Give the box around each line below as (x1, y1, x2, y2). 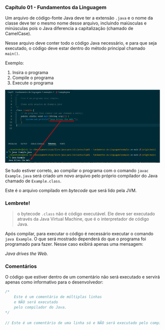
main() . (5, 51, 20, 56)
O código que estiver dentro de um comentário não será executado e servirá (5, 274, 160, 280)
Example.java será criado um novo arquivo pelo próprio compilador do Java (5, 173, 158, 178)
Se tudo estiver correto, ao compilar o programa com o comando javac (5, 167, 149, 173)
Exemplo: (5, 60, 24, 66)
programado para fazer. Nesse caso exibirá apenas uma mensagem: (5, 241, 143, 247)
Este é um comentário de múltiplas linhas (14, 295, 102, 300)
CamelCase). (5, 31, 31, 37)
